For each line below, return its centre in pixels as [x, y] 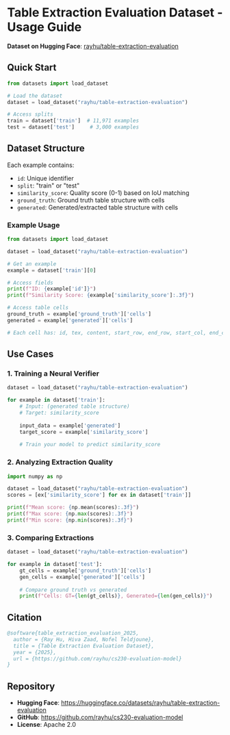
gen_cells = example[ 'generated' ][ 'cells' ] [82, 577]
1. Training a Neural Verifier [53, 374]
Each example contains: [41, 165]
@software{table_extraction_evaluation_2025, [73, 633]
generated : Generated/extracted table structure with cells [98, 207]
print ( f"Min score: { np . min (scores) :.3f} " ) [70, 520]
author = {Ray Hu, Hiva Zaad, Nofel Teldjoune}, [84, 639]
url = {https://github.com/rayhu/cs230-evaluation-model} [98, 658]
